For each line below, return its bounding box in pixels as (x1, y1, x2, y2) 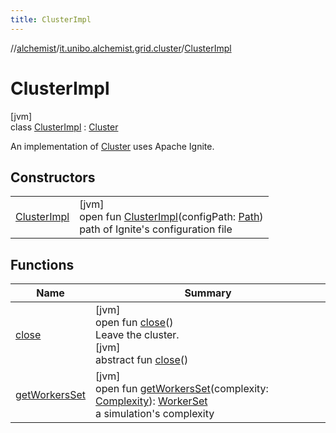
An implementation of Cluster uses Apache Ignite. (10, 140, 215, 152)
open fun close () (95, 316, 174, 330)
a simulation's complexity (95, 407, 215, 421)
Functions (10, 256, 75, 273)
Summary (184, 286, 232, 300)
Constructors (10, 169, 96, 186)
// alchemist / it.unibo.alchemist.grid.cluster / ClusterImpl (10, 42, 232, 54)
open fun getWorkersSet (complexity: (95, 382, 269, 396)
